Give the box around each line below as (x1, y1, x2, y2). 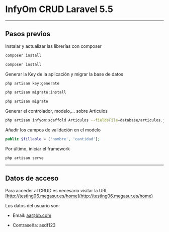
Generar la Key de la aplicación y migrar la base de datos (5, 71, 124, 77)
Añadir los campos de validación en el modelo (5, 127, 101, 133)
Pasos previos (5, 30, 51, 38)
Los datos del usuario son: (5, 202, 60, 208)
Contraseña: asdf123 (12, 222, 56, 228)
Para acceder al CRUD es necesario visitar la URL (5, 187, 108, 193)
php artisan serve (5, 155, 44, 161)
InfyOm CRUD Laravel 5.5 (5, 4, 113, 15)
